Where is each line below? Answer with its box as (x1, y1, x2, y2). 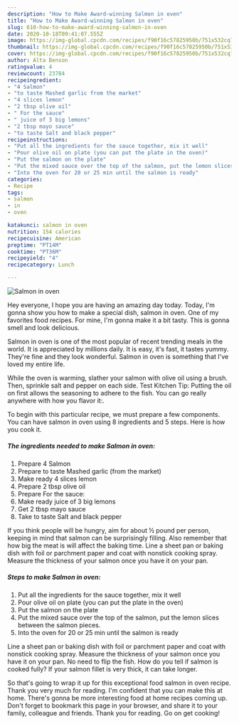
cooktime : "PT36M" (7, 248, 62, 255)
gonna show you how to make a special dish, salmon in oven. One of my (7, 309, 219, 316)
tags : (7, 189, 23, 196)
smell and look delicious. (7, 324, 80, 331)
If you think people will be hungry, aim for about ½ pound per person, (7, 526, 211, 534)
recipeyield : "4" (7, 255, 59, 262)
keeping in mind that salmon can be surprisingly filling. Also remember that (7, 533, 228, 542)
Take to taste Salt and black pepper (17, 512, 122, 521)
